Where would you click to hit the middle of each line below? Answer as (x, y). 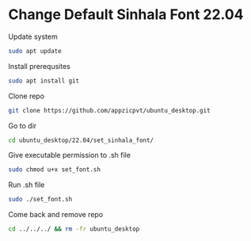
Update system (33, 36)
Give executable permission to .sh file (69, 155)
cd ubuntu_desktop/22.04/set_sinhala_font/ (81, 140)
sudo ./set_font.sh (40, 200)
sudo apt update (35, 51)
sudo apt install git (44, 81)
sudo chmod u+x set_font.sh (55, 170)
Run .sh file (27, 185)
